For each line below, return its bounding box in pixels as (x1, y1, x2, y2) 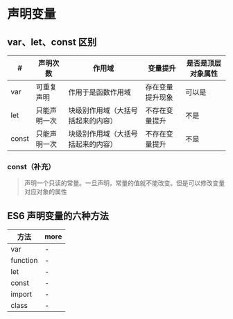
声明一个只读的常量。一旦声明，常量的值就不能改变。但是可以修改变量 (24, 179, 225, 187)
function (10, 256, 38, 266)
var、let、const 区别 (7, 36, 97, 48)
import (10, 289, 33, 299)
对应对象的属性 (24, 188, 67, 196)
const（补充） (7, 162, 55, 171)
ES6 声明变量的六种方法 (7, 209, 110, 222)
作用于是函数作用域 (68, 87, 132, 97)
